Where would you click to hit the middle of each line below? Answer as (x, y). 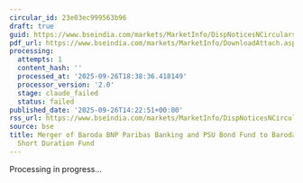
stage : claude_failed (58, 93)
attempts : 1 (40, 59)
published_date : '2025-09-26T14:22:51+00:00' (96, 110)
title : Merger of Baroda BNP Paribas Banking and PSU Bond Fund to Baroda (153, 135)
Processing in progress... (55, 169)
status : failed (46, 101)
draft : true (32, 26)
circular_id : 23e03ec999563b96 (68, 18)
